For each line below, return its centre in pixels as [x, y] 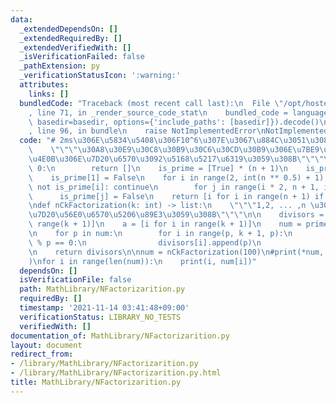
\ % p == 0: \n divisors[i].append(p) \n [145, 242]
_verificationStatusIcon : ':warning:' [100, 76]
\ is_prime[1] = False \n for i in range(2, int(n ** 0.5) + [169, 177]
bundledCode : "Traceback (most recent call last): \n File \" [151, 103]
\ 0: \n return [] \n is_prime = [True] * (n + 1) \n [158, 168]
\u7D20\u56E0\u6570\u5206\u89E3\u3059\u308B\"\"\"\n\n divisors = [176, 215]
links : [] [49, 94]
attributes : [44, 85]
